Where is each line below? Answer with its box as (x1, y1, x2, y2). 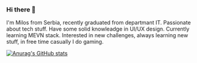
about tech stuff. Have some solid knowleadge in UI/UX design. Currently (6, 25, 190, 32)
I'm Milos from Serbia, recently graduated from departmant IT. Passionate (6, 19, 192, 26)
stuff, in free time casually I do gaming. (6, 38, 104, 46)
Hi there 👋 (6, 5, 36, 14)
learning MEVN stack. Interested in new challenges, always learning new (6, 32, 188, 39)
